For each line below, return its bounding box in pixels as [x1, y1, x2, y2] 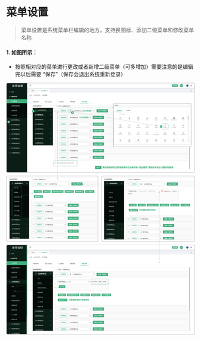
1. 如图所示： [6, 48, 38, 56]
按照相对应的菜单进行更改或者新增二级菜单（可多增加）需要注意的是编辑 [14, 63, 193, 71]
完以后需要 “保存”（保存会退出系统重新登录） [14, 71, 127, 78]
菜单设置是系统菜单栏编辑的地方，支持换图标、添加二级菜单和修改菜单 [20, 26, 194, 34]
